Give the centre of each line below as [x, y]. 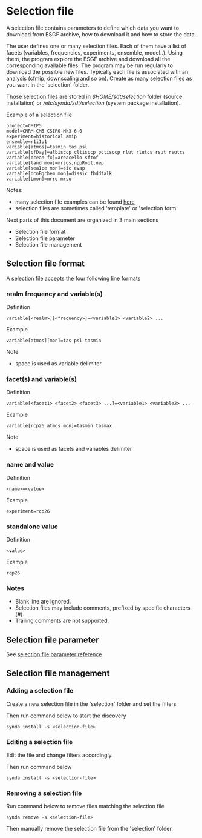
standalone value [32, 527]
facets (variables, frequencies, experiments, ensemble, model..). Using [95, 52]
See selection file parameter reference [54, 654]
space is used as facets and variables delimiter [73, 449]
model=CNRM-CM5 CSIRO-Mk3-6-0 [44, 131]
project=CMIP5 [24, 125]
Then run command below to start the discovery [66, 716]
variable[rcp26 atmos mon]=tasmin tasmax [59, 426]
